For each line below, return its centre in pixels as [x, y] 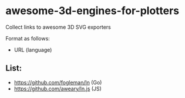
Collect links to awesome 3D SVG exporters [58, 27]
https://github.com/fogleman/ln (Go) [58, 82]
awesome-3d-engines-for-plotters [92, 11]
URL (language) [33, 50]
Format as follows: [28, 38]
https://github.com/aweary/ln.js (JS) [58, 89]
